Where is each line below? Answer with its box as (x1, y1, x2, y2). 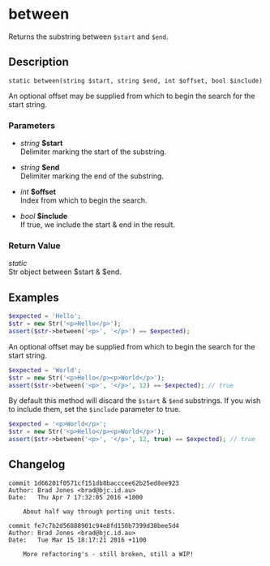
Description (8, 55, 69, 69)
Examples (8, 290, 59, 304)
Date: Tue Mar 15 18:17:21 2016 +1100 (8, 536, 148, 544)
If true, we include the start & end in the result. (19, 220, 176, 229)
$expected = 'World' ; (8, 366, 82, 374)
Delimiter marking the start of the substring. (19, 147, 167, 157)
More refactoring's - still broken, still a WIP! (23, 550, 195, 558)
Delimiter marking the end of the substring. (19, 171, 165, 181)
